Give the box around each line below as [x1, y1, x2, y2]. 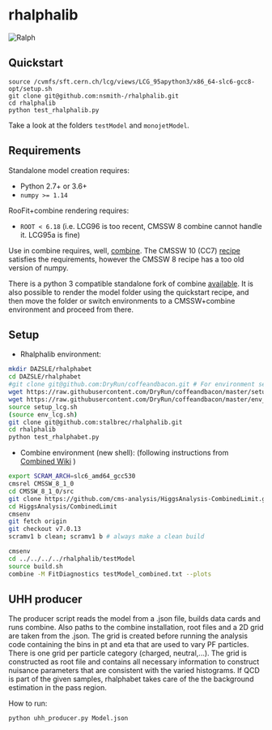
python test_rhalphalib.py [8, 106, 100, 114]
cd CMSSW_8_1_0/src [8, 487, 74, 495]
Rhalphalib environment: [19, 349, 101, 359]
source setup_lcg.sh [8, 403, 79, 411]
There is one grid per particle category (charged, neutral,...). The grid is [8, 648, 247, 659]
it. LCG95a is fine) [19, 230, 81, 240]
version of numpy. [8, 262, 69, 273]
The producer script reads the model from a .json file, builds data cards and [8, 614, 261, 624]
